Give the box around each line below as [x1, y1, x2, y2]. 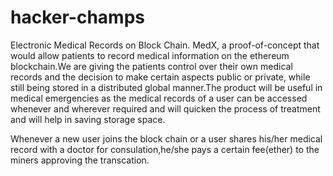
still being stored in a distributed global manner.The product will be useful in [10, 81, 323, 93]
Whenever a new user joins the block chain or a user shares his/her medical [10, 132, 323, 145]
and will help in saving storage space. [10, 113, 166, 125]
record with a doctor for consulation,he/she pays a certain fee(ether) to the [10, 143, 320, 155]
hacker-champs [10, 6, 145, 29]
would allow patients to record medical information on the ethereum [10, 49, 290, 61]
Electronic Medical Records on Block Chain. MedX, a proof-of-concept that [10, 39, 320, 51]
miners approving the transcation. [10, 154, 150, 166]
